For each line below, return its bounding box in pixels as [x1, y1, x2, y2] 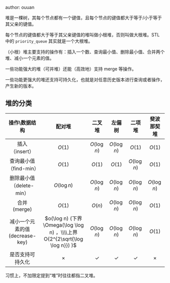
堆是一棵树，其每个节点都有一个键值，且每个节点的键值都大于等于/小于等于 [5, 15, 162, 21]
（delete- [11, 182, 34, 189]
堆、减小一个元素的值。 [5, 55, 54, 61]
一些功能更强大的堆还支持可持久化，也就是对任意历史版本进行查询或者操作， [5, 77, 165, 82]
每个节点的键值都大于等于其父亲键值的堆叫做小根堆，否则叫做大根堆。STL [5, 32, 160, 37]
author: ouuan [5, 5, 34, 10]
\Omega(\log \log [42, 221, 84, 228]
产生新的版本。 [5, 83, 36, 89]
